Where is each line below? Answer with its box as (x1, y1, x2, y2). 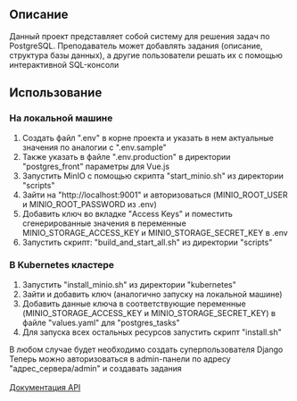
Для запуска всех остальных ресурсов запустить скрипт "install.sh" (21, 326, 283, 338)
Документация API (9, 381, 81, 392)
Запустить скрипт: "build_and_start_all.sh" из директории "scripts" (21, 237, 273, 247)
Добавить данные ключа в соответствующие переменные (21, 298, 247, 309)
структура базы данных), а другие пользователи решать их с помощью (9, 49, 283, 61)
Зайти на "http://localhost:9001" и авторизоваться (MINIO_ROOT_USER (21, 189, 288, 200)
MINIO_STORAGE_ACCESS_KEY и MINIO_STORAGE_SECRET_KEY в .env (21, 227, 288, 238)
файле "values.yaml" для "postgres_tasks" (21, 317, 180, 328)
